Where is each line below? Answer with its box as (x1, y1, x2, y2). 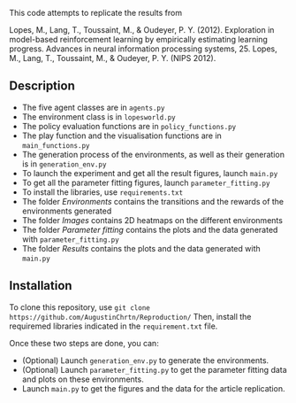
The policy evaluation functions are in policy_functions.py (21, 120, 237, 131)
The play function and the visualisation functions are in (21, 130, 223, 141)
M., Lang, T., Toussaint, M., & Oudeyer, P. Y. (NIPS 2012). (9, 53, 216, 63)
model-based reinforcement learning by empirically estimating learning (9, 35, 268, 44)
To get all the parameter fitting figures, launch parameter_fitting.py (21, 177, 270, 188)
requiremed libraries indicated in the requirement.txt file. (9, 321, 218, 331)
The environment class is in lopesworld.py (21, 111, 176, 122)
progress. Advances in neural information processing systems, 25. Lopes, (9, 43, 277, 54)
